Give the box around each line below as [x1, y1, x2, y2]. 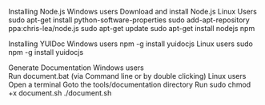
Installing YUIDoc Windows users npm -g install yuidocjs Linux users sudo [8, 39, 254, 49]
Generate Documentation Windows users [8, 63, 144, 72]
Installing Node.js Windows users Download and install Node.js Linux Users [8, 7, 258, 16]
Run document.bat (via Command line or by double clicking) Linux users [8, 72, 247, 80]
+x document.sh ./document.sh [8, 88, 112, 98]
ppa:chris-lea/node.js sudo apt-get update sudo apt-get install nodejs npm [8, 24, 255, 33]
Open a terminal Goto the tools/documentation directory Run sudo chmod [8, 80, 251, 89]
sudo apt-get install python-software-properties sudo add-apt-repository [8, 15, 250, 25]
